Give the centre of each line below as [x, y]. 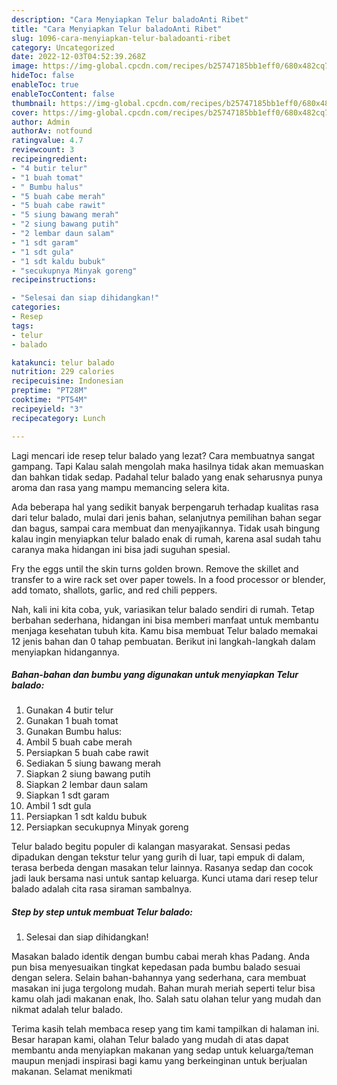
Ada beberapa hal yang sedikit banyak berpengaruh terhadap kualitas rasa [165, 507]
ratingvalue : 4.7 [47, 141]
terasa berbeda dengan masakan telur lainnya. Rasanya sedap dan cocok [162, 868]
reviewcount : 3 [43, 150]
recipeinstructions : [54, 280]
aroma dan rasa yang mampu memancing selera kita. [120, 487]
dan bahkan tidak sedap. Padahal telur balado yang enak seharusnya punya [167, 477]
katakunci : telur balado [63, 362]
